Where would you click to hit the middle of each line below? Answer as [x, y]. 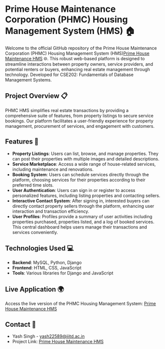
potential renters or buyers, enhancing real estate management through [78, 69]
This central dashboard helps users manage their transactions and [80, 227]
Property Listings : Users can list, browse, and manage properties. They [85, 154]
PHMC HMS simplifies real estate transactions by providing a [67, 110]
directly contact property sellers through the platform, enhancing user [83, 206]
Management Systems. [29, 79]
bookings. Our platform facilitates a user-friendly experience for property [79, 121]
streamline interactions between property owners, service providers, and [79, 64]
